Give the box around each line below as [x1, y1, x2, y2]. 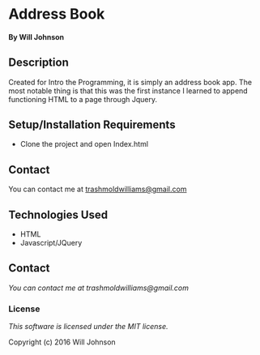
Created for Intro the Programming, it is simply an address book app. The [8, 77, 253, 87]
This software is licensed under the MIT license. [8, 322, 168, 331]
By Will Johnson [8, 32, 65, 41]
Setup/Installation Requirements [8, 118, 176, 131]
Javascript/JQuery [19, 238, 83, 248]
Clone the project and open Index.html [19, 139, 148, 149]
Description [8, 56, 69, 70]
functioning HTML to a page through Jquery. [8, 94, 158, 104]
